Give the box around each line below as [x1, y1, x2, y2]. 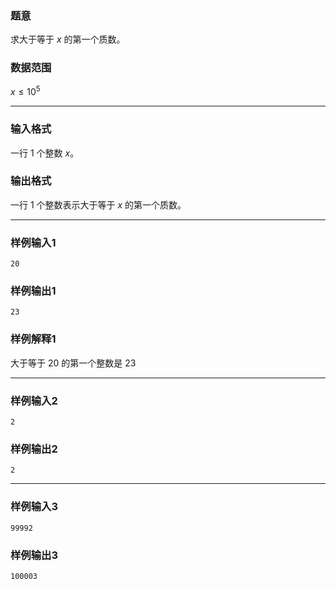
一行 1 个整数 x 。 [10, 147, 80, 159]
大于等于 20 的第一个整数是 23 [10, 357, 137, 369]
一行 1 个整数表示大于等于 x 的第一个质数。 [10, 198, 187, 211]
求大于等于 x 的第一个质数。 [10, 33, 126, 46]
